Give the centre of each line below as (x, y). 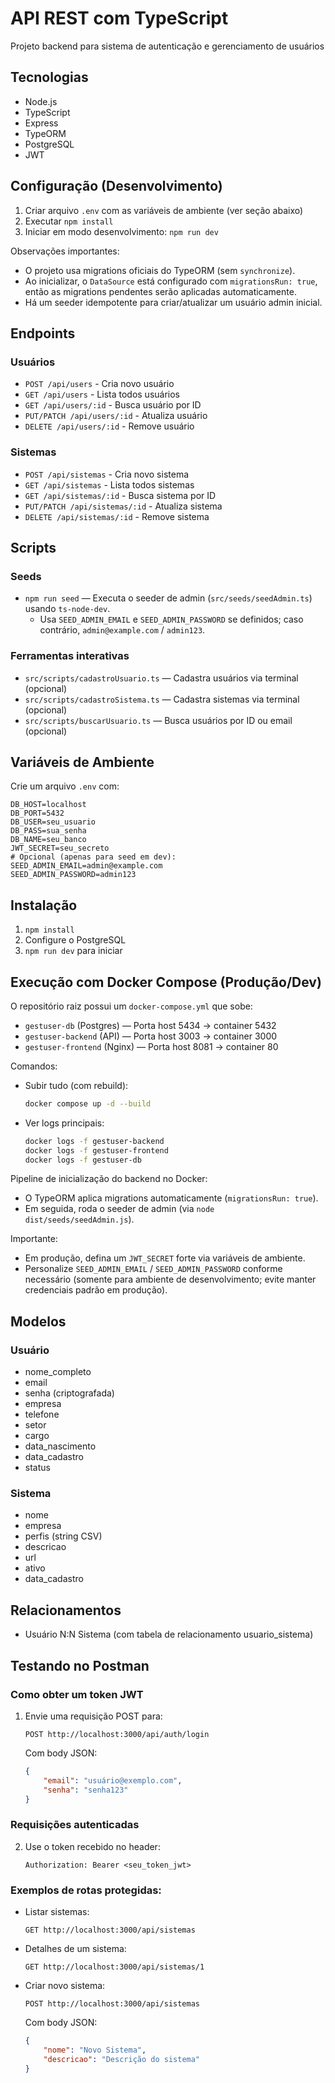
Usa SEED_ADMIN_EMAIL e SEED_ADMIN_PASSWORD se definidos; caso (171, 619)
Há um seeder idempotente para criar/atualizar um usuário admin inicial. (173, 302)
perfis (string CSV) (63, 1536)
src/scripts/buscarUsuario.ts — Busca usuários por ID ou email (158, 720)
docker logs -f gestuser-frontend (96, 1150)
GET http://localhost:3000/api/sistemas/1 (114, 1967)
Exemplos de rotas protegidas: (86, 1890)
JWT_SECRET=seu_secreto (60, 848)
